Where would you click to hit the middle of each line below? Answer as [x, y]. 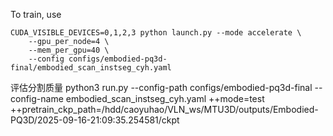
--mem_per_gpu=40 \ [69, 50]
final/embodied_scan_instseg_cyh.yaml [91, 68]
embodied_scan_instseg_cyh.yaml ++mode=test [165, 98]
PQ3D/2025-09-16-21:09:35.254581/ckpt [95, 120]
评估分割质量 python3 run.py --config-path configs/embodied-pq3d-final [161, 87]
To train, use [36, 14]
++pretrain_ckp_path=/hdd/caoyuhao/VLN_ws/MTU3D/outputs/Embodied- [164, 109]
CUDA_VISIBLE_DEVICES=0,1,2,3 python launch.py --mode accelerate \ [156, 33]
